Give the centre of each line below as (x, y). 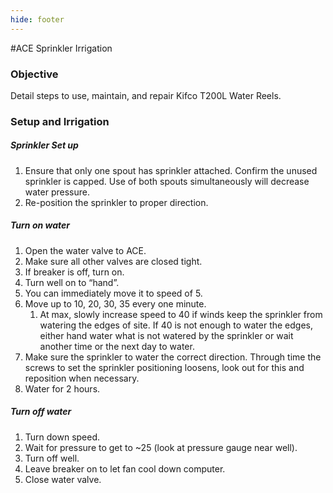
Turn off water (41, 412)
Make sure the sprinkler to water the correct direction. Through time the (173, 357)
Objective (34, 74)
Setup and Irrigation (60, 121)
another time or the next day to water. (117, 346)
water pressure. (57, 192)
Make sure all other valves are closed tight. (113, 261)
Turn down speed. (62, 437)
